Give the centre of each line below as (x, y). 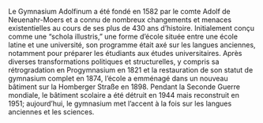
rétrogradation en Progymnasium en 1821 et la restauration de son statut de (131, 70)
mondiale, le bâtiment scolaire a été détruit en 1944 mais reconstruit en (124, 95)
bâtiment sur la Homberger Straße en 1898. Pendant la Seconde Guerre (124, 87)
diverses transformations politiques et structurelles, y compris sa (114, 61)
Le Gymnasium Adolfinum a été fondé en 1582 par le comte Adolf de (119, 11)
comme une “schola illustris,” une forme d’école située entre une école (123, 36)
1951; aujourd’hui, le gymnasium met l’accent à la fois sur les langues (120, 103)
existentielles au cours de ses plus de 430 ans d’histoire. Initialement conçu (131, 28)
